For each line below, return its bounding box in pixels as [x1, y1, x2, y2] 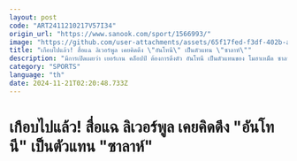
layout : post [9, 12, 57, 22]
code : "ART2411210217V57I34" [9, 21, 117, 30]
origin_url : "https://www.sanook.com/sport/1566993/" [9, 29, 212, 38]
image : [9, 37, 34, 47]
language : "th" [9, 71, 65, 80]
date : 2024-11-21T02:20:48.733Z [9, 79, 128, 88]
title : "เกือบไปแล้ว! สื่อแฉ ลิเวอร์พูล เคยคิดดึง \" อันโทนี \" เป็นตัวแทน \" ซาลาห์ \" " [9, 46, 252, 55]
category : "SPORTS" [9, 63, 81, 72]
